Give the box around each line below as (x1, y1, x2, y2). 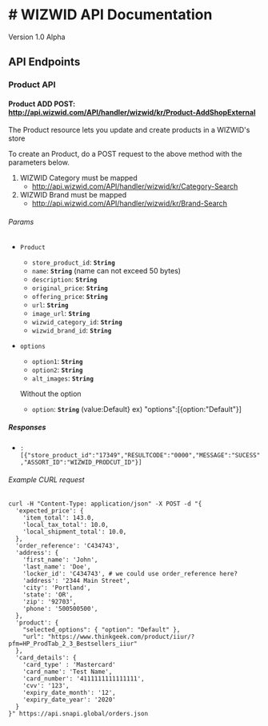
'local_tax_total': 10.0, (22, 521, 110, 529)
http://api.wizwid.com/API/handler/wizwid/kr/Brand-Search (31, 198, 228, 209)
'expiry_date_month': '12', (22, 688, 116, 696)
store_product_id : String (31, 257, 116, 267)
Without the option (19, 389, 82, 398)
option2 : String (31, 365, 83, 374)
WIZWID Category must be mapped (19, 174, 138, 183)
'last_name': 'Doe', (22, 562, 91, 571)
